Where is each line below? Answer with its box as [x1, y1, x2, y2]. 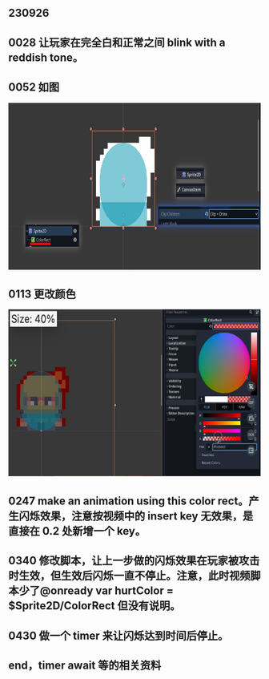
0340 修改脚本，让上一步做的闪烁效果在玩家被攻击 [8, 554, 260, 568]
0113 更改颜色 [8, 287, 76, 301]
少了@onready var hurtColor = [18, 584, 174, 598]
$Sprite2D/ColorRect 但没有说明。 [8, 599, 181, 612]
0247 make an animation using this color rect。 [8, 494, 249, 507]
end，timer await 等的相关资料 [8, 658, 162, 672]
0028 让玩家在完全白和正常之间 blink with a [8, 35, 226, 49]
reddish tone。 [8, 51, 84, 64]
